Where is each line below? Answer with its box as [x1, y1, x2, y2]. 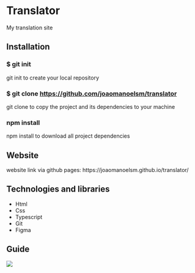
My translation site [6, 24, 53, 31]
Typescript [15, 213, 43, 220]
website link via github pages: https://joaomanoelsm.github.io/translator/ [6, 166, 189, 174]
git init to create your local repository [6, 74, 100, 81]
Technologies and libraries [6, 184, 110, 195]
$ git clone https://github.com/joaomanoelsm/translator [6, 89, 177, 98]
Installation [6, 42, 50, 52]
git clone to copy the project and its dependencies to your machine [6, 103, 175, 110]
